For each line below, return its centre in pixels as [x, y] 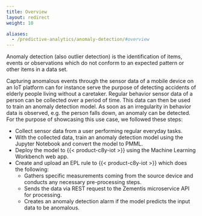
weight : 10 [20, 23]
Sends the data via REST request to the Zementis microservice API [107, 189]
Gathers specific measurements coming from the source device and [109, 176]
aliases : [17, 34]
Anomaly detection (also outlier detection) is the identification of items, [94, 57]
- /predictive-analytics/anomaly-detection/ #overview [80, 40]
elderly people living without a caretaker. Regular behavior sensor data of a [99, 94]
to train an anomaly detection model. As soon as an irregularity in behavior [99, 106]
